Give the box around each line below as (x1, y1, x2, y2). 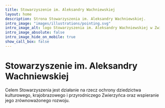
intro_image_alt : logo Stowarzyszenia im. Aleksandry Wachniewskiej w (5, 26, 153, 30)
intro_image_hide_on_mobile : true (5, 35, 76, 40)
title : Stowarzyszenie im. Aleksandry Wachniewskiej (5, 7, 115, 12)
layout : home (5, 12, 32, 17)
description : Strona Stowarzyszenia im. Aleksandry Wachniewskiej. (5, 16, 146, 21)
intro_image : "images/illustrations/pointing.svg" (5, 21, 111, 26)
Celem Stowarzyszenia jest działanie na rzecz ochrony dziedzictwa (5, 87, 141, 93)
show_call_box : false (5, 39, 50, 44)
